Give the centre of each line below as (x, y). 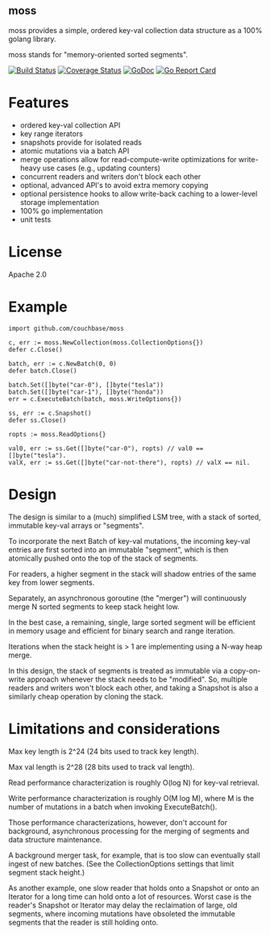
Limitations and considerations (114, 729)
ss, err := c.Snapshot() (50, 413)
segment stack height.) (47, 872)
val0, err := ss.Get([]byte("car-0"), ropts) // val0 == (106, 449)
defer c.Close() (35, 349)
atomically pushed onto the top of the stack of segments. (104, 558)
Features (39, 102)
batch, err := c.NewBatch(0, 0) (62, 364)
